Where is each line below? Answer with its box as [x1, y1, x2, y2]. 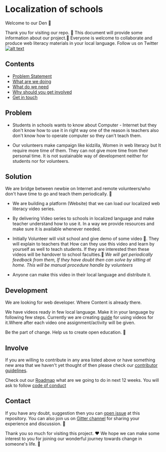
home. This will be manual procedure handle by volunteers [12, 262, 133, 268]
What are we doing [12, 78, 51, 84]
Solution [5, 172, 32, 181]
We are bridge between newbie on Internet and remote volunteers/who [5, 186, 151, 192]
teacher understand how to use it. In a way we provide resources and [12, 221, 155, 227]
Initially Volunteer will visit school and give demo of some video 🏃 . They [12, 235, 159, 242]
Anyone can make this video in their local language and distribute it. [12, 272, 152, 278]
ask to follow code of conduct [5, 382, 66, 388]
